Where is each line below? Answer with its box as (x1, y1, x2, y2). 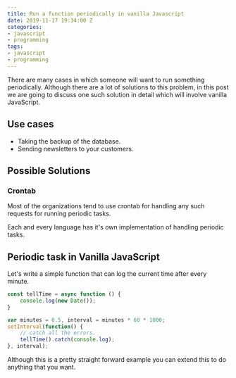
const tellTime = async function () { (7, 291, 121, 298)
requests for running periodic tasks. (7, 209, 111, 218)
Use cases (7, 118, 54, 130)
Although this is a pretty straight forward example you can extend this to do (7, 355, 227, 364)
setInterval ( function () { (7, 323, 83, 330)
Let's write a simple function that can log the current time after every (7, 270, 207, 278)
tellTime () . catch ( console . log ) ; (20, 336, 115, 344)
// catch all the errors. (20, 329, 97, 336)
